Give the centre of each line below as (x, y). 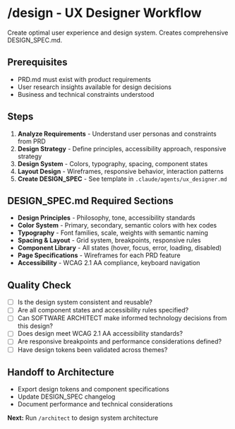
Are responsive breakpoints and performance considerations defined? (120, 341)
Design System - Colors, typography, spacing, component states (113, 163)
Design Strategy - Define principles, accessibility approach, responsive (122, 148)
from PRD (31, 141)
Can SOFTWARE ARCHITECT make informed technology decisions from (122, 318)
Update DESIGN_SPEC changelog (66, 396)
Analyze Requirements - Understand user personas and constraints (117, 134)
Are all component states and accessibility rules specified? (103, 310)
